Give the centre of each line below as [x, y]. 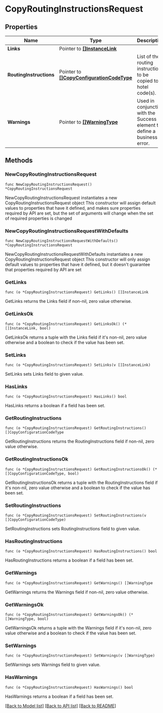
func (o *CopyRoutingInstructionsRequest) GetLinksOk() [63, 324]
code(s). [147, 93]
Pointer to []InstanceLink [88, 49]
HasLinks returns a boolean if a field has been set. [55, 406]
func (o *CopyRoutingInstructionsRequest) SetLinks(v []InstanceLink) [78, 365]
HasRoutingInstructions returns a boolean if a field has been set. [69, 560]
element [146, 125]
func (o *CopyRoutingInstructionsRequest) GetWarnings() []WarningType [79, 583]
